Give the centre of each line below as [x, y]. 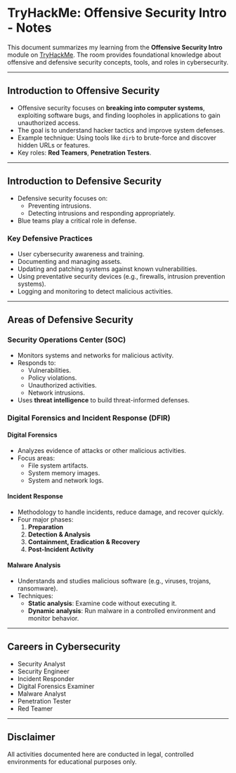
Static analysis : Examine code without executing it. [102, 603]
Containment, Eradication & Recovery [84, 541]
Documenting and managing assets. [70, 261]
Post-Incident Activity [61, 549]
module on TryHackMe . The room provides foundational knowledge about [114, 55]
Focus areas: [36, 458]
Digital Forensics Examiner [56, 686]
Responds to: [37, 362]
